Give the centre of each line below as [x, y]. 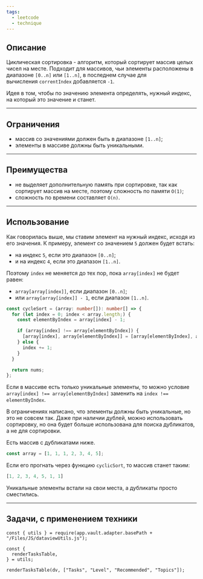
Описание [26, 47]
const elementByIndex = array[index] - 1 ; [71, 320]
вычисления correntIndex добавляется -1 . [60, 82]
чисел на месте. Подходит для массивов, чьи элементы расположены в [100, 69]
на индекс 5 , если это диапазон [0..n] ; [65, 255]
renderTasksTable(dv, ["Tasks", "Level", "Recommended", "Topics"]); [96, 570]
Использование [38, 222]
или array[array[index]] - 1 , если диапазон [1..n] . [82, 298]
